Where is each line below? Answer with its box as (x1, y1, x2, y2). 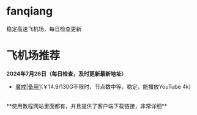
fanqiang (6, 4, 53, 18)
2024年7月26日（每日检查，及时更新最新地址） (6, 70, 127, 77)
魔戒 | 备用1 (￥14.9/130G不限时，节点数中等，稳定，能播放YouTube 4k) (15, 83, 191, 90)
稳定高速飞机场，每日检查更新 (6, 25, 81, 32)
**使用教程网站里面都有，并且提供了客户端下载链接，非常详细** (6, 102, 168, 110)
